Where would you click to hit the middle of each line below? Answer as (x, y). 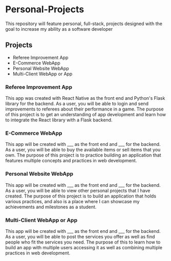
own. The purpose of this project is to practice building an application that (83, 155)
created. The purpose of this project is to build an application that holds (81, 196)
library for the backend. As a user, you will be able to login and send (77, 104)
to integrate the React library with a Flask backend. (59, 120)
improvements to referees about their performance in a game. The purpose (84, 109)
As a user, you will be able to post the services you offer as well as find (80, 236)
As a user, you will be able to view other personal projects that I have (78, 190)
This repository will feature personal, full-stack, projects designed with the (84, 24)
